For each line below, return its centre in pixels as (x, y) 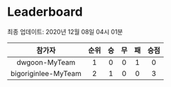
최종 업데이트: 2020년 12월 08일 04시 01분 (65, 32)
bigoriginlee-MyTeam (46, 73)
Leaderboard (45, 12)
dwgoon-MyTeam (46, 62)
